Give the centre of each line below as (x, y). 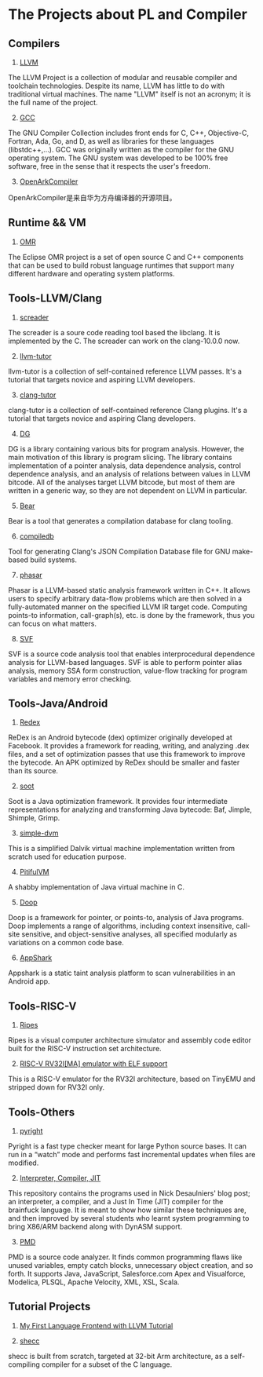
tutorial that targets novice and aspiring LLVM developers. (102, 379)
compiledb (37, 536)
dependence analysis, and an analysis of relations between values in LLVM (130, 473)
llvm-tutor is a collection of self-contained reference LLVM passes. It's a (125, 371)
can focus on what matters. (52, 623)
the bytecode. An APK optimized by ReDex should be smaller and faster (124, 762)
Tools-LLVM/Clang (55, 299)
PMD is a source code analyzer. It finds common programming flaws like (125, 1257)
